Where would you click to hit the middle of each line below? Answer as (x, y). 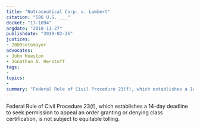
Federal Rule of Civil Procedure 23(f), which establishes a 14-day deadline (97, 106)
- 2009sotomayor (26, 45)
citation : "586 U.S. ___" (38, 17)
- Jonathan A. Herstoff (36, 61)
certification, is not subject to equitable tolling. (63, 118)
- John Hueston (25, 56)
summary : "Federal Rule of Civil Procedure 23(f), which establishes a (97, 89)
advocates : (20, 51)
